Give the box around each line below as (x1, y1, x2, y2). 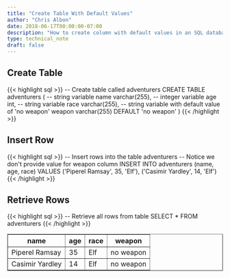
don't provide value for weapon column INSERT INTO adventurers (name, (7, 160, 214, 168)
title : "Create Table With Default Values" (7, 10, 133, 17)
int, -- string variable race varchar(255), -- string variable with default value (7, 100, 220, 108)
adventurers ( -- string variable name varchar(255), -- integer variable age (7, 92, 217, 101)
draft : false (7, 42, 44, 49)
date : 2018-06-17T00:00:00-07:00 (7, 23, 103, 29)
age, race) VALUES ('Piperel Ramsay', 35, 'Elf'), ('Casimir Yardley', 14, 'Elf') (7, 167, 217, 175)
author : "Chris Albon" (7, 16, 72, 23)
